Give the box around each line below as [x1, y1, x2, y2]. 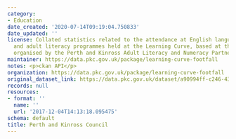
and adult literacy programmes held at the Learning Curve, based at [13, 43, 221, 50]
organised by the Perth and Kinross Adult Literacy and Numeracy [13, 50, 209, 57]
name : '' [13, 102, 39, 109]
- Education [7, 17, 42, 24]
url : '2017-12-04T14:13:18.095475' [13, 108, 118, 115]
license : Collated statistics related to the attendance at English [7, 37, 212, 44]
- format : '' [7, 95, 46, 102]
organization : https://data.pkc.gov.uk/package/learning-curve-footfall [7, 69, 225, 76]
